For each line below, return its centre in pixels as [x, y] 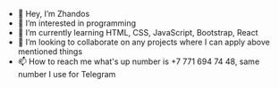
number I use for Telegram [67, 74]
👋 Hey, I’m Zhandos [54, 14]
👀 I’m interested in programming [77, 23]
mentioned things [50, 52]
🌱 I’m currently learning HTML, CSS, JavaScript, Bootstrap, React [138, 32]
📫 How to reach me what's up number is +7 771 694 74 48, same [139, 61]
